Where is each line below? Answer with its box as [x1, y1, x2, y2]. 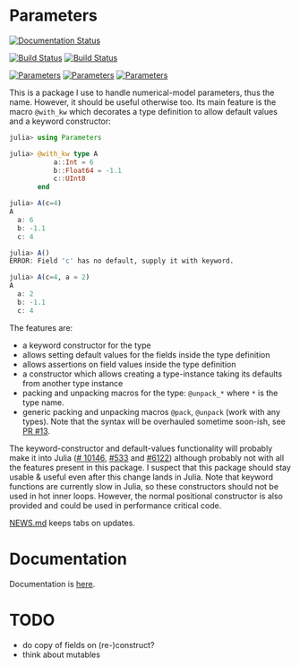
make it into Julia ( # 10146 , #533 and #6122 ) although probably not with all [9, 452, 285, 463]
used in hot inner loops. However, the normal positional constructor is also [9, 490, 284, 501]
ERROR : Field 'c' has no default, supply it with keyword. [9, 256, 235, 265]
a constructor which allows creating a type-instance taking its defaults [21, 368, 283, 379]
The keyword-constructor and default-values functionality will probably [9, 443, 273, 454]
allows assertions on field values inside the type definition [21, 359, 236, 369]
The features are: [9, 322, 73, 333]
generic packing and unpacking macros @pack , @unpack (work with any [21, 406, 280, 417]
